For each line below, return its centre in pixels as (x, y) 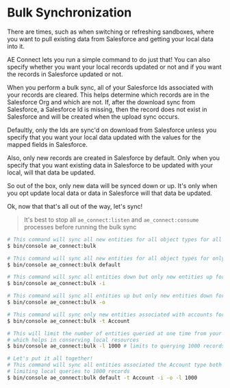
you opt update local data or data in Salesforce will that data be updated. (110, 193)
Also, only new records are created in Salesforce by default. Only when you (114, 158)
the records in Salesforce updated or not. (65, 74)
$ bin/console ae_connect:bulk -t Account (68, 321)
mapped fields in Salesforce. (47, 144)
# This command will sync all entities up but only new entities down (110, 296)
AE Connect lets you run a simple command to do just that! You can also (109, 59)
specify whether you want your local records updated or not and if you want (114, 67)
